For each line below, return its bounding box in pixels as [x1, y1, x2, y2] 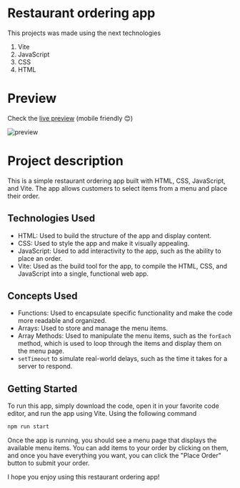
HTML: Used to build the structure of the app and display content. [17, 231, 212, 240]
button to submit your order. [7, 459, 90, 467]
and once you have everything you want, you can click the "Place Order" [7, 452, 221, 460]
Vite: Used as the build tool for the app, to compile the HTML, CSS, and [17, 262, 227, 270]
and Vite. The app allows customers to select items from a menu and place [7, 184, 227, 192]
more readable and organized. [17, 317, 107, 325]
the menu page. [17, 347, 65, 355]
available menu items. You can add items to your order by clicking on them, [7, 444, 229, 452]
